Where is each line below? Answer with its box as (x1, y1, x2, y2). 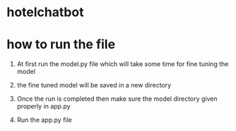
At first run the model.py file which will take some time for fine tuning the (16, 60, 229, 68)
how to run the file (6, 37, 116, 53)
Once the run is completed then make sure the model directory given (16, 94, 218, 103)
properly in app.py (16, 102, 71, 111)
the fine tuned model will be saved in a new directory (16, 81, 172, 89)
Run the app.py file (16, 116, 72, 124)
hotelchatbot (6, 4, 84, 20)
